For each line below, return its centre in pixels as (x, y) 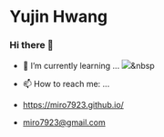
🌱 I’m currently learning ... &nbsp (88, 66)
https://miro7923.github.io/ (73, 105)
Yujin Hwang (59, 17)
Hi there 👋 (32, 45)
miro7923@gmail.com (64, 122)
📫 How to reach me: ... (66, 84)
